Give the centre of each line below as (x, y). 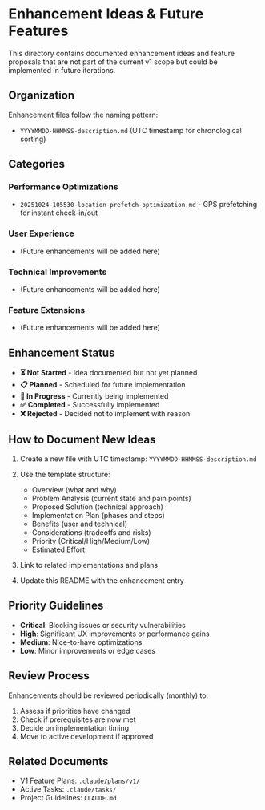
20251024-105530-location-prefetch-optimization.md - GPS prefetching (139, 205)
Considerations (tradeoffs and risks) (91, 532)
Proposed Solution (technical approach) (98, 507)
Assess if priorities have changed (75, 711)
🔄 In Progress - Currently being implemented (94, 396)
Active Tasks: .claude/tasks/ (68, 789)
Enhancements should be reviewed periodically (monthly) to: (108, 695)
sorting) (33, 139)
